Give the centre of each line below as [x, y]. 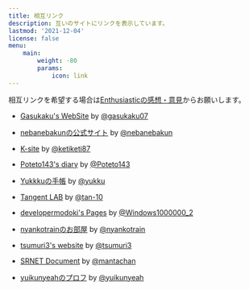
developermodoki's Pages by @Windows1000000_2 [106, 212]
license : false [34, 38]
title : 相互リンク [36, 16]
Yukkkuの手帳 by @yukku [62, 180]
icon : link [70, 76]
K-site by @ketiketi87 [55, 148]
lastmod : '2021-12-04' [46, 31]
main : [32, 53]
